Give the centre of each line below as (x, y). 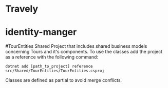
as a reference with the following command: (52, 57)
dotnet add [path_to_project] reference (49, 67)
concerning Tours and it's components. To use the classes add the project (84, 52)
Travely (22, 9)
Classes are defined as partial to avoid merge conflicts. (64, 80)
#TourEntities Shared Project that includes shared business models (76, 46)
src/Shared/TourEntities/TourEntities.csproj (55, 71)
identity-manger (41, 32)
